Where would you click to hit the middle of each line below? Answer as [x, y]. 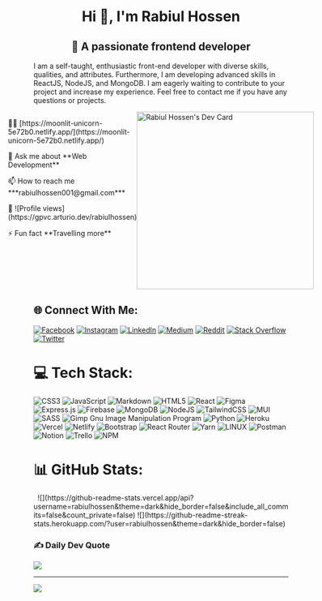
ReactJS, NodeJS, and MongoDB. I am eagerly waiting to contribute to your [159, 83]
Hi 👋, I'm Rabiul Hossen [161, 17]
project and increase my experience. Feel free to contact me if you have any [161, 92]
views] [54, 208]
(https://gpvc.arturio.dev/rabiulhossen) [72, 217]
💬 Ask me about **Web [47, 156]
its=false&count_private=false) [85, 515]
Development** [34, 165]
